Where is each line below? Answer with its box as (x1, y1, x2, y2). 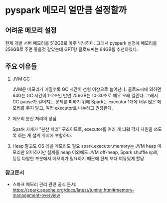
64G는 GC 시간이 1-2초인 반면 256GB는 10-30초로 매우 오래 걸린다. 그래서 (12, 92, 159, 98)
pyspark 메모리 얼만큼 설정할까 (5, 4, 127, 16)
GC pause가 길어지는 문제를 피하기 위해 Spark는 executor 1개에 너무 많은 (12, 98, 156, 105)
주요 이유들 (5, 62, 37, 71)
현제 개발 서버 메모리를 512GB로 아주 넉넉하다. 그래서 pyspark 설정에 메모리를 (5, 40, 157, 46)
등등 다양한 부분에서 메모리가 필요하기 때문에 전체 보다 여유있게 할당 (12, 155, 145, 161)
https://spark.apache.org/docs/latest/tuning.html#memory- (12, 187, 135, 193)
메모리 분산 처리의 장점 (12, 115, 57, 121)
